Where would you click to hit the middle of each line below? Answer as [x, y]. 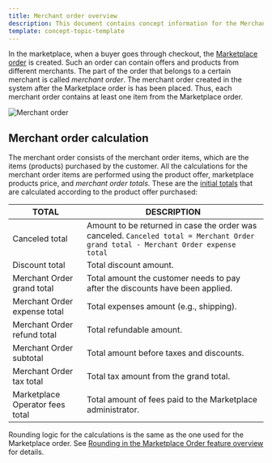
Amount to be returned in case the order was [172, 226]
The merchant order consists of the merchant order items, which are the [129, 158]
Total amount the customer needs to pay [163, 278]
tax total [28, 381]
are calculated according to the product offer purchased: [103, 192]
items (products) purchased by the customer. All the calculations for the [128, 166]
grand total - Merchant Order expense [161, 245]
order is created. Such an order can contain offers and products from [124, 62]
